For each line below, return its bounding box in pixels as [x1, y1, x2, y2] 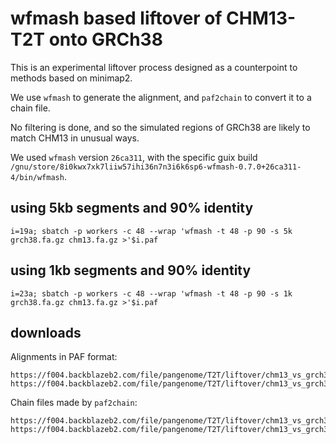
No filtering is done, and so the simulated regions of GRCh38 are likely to [10, 121, 311, 133]
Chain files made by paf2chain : [10, 397, 138, 409]
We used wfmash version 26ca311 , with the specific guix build [10, 151, 258, 163]
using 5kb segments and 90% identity [10, 200, 254, 217]
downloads [10, 324, 82, 341]
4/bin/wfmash [10, 172, 65, 182]
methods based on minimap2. [10, 72, 133, 84]
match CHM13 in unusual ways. [10, 132, 140, 144]
